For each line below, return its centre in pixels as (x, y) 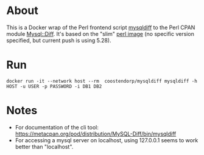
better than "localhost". (44, 146)
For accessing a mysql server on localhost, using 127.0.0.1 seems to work (107, 140)
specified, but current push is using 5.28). (59, 40)
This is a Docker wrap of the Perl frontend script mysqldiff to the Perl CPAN (101, 27)
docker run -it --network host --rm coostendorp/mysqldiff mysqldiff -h (102, 81)
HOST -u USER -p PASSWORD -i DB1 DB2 (54, 86)
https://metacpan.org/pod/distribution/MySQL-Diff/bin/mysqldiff (96, 134)
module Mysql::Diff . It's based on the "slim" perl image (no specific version (100, 33)
